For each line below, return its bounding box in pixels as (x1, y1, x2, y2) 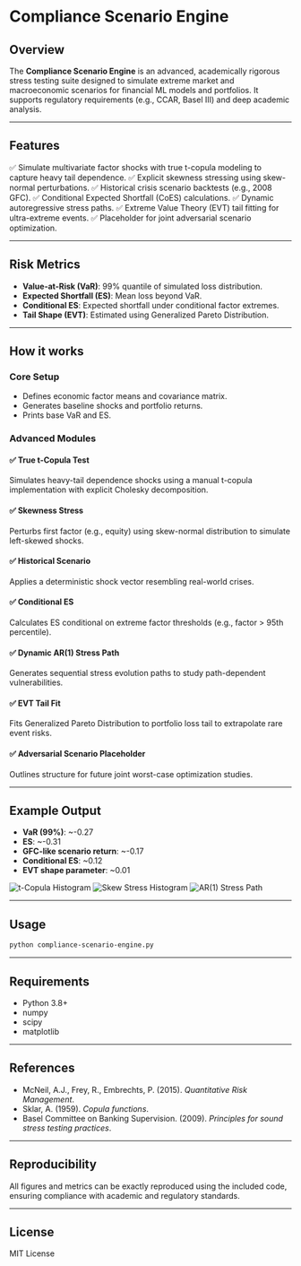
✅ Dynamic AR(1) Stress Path (9, 647, 120, 658)
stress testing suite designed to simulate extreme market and (9, 75, 235, 86)
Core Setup (9, 370, 60, 383)
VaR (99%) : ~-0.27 (21, 827, 94, 837)
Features (9, 138, 60, 153)
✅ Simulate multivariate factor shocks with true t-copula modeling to (9, 161, 262, 172)
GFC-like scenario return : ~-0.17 (21, 845, 144, 857)
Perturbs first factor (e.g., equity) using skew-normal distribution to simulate (9, 525, 291, 536)
